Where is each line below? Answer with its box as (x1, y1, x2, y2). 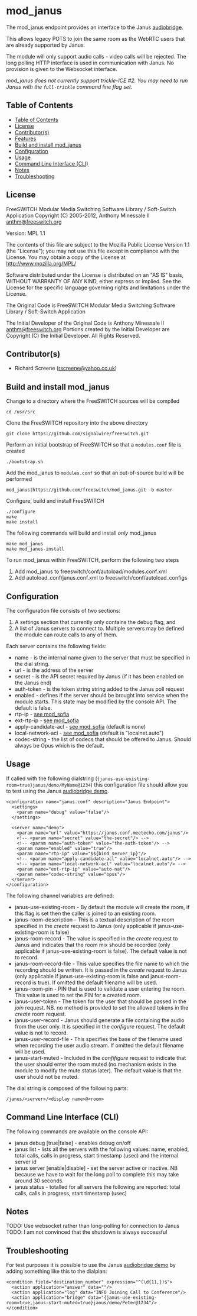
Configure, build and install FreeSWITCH (6, 497, 104, 505)
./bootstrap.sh (6, 459, 44, 465)
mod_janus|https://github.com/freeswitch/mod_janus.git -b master (6, 487, 173, 493)
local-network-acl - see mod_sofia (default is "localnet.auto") (14, 729, 164, 736)
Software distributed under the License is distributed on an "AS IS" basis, (6, 271, 184, 279)
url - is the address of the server (14, 667, 94, 674)
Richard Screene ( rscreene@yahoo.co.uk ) (14, 365, 117, 372)
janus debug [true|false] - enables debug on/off (14, 1139, 131, 1146)
